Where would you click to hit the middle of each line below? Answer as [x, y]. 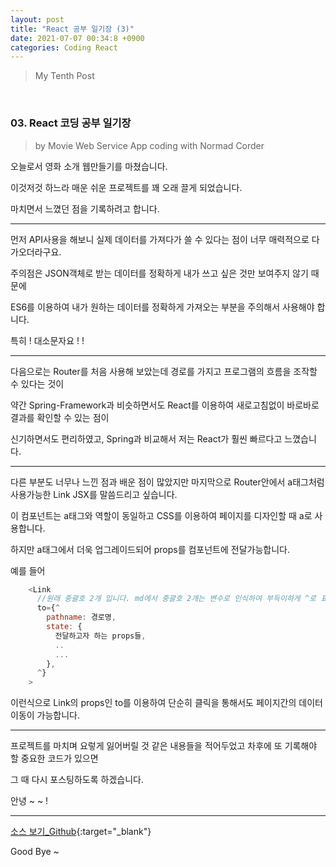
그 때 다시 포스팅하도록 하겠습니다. [77, 780]
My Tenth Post [64, 76]
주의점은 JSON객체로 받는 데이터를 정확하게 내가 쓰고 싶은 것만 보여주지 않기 [159, 273]
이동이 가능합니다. [45, 715]
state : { [64, 627]
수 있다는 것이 [37, 383]
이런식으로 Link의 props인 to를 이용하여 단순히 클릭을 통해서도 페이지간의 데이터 [166, 703]
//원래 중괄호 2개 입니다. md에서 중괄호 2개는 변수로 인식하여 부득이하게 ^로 [176, 599]
